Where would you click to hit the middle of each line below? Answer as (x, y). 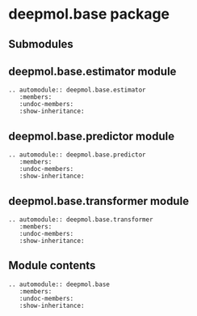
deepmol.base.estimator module (92, 71)
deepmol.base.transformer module (99, 201)
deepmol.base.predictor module (92, 136)
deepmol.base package (89, 14)
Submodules (41, 44)
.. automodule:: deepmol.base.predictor (78, 155)
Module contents (52, 265)
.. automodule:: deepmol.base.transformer (81, 220)
